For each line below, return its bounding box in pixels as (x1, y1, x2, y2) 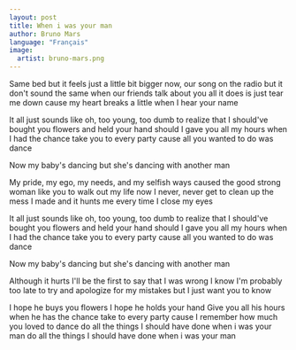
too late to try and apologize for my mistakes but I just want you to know (9, 285, 272, 295)
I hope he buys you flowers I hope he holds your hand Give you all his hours (9, 302, 285, 313)
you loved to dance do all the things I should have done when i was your (9, 321, 272, 331)
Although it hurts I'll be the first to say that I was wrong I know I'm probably (9, 276, 283, 286)
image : (9, 46, 34, 55)
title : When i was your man (9, 21, 113, 30)
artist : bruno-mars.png (17, 54, 104, 63)
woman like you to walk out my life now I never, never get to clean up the (9, 187, 274, 197)
